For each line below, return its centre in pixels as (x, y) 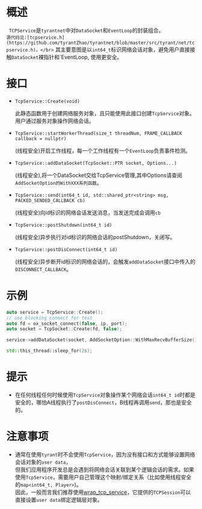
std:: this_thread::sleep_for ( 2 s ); (50, 351)
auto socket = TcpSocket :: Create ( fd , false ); (64, 329)
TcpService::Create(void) (47, 101)
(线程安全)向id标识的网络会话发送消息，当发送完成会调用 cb (88, 213)
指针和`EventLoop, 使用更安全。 (83, 57)
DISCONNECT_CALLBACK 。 (43, 269)
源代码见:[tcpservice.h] (35, 37)
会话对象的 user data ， (43, 462)
